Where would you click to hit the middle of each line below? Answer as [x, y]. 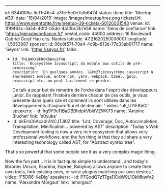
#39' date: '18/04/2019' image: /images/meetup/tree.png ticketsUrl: [73, 18]
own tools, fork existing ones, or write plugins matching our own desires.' [79, 172]
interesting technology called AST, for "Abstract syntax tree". [74, 142]
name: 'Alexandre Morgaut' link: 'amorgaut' [49, 182]
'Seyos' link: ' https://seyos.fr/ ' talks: [41, 49]
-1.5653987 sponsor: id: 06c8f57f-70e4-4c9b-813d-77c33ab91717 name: [79, 44]
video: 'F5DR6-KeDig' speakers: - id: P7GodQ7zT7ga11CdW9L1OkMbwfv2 [80, 177]
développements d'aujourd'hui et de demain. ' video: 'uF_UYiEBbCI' [80, 106]
